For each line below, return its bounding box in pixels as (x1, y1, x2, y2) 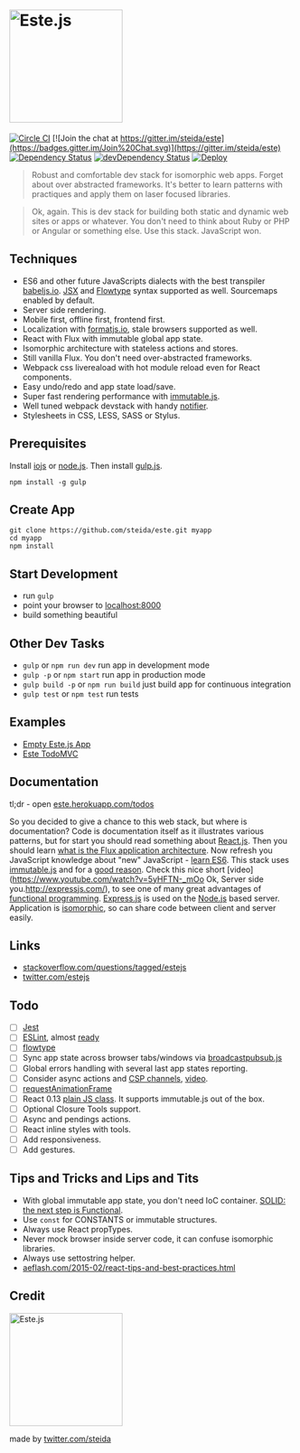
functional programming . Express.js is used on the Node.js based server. (9, 893, 280, 904)
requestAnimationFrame (22, 1083, 113, 1093)
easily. (9, 912, 33, 923)
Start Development (9, 566, 118, 582)
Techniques (9, 251, 78, 267)
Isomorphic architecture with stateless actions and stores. (22, 342, 239, 353)
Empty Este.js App (22, 738, 91, 749)
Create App (9, 502, 75, 517)
